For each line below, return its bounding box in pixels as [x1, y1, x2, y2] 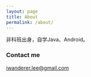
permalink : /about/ [6, 19, 54, 25]
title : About [6, 14, 38, 20]
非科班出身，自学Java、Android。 [6, 36, 89, 43]
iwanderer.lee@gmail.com [6, 64, 69, 71]
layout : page [6, 8, 38, 15]
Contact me [6, 51, 41, 59]
